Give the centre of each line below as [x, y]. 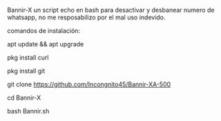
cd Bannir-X [24, 97]
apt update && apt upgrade [46, 44]
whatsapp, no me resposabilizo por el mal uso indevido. [86, 17]
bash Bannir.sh [28, 111]
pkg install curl [28, 57]
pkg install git [26, 71]
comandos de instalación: [44, 31]
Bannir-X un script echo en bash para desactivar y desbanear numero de [111, 10]
